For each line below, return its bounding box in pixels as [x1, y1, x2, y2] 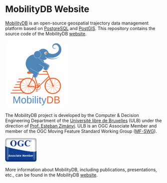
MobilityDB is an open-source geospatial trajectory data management [5, 20, 149, 26]
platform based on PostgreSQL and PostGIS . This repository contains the [5, 25, 155, 31]
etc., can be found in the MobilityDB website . [5, 171, 98, 178]
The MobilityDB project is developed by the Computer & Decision [5, 112, 139, 118]
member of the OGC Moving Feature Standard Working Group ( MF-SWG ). [5, 128, 157, 134]
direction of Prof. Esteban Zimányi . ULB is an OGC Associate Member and [5, 122, 157, 128]
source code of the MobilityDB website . [5, 30, 86, 36]
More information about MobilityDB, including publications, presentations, [5, 166, 157, 172]
